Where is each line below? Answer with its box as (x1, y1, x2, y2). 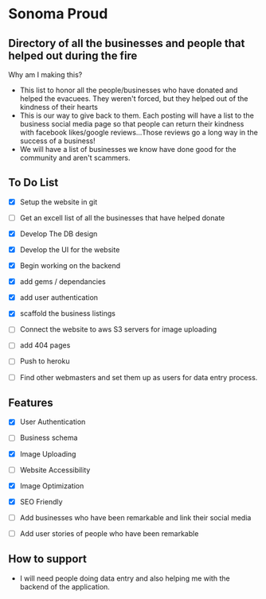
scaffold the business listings (19, 309, 115, 318)
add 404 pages (19, 340, 71, 350)
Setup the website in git (19, 196, 98, 207)
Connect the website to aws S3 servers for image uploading (19, 325, 217, 334)
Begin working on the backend (19, 261, 121, 270)
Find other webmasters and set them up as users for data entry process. (19, 372, 258, 382)
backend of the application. (19, 581, 110, 591)
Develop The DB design (19, 228, 98, 239)
